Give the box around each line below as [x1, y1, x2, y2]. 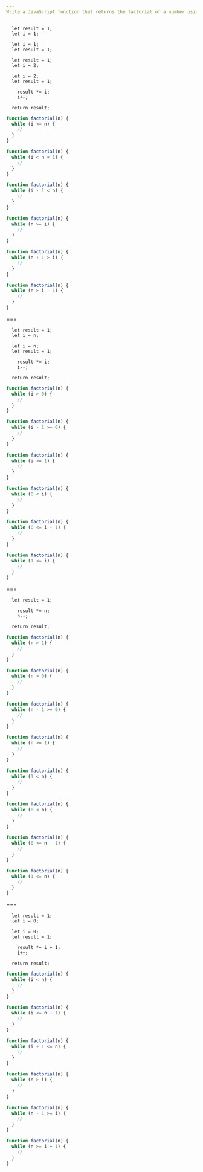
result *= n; [17, 608, 50, 614]
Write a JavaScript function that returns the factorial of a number [6, 8, 185, 15]
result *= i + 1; [17, 945, 61, 951]
